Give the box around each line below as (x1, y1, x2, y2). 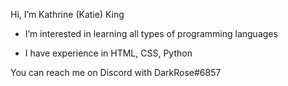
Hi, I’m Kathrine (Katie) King (10, 9, 125, 20)
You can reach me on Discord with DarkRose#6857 (10, 67, 222, 78)
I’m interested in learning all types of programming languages (24, 28, 278, 39)
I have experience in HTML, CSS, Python (24, 47, 193, 59)
